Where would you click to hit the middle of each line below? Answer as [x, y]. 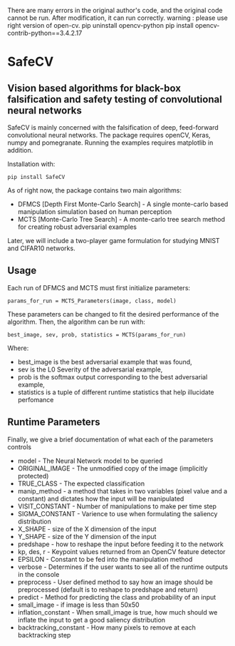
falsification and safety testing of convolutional [115, 99]
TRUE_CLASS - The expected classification [81, 483]
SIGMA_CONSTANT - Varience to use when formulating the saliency [117, 513]
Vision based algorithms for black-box [94, 88]
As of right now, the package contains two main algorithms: [95, 190]
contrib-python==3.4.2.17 [45, 33]
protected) [33, 476]
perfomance [36, 399]
